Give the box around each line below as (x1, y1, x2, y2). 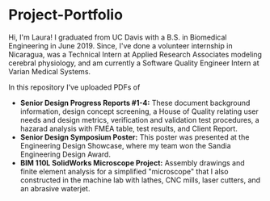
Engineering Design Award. (19, 149, 112, 159)
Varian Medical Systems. (8, 66, 91, 76)
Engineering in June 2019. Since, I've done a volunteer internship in (8, 40, 233, 50)
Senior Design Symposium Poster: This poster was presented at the (19, 132, 250, 142)
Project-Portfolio (8, 6, 124, 24)
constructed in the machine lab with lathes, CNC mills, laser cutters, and (19, 175, 261, 185)
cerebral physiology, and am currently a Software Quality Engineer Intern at (8, 58, 260, 68)
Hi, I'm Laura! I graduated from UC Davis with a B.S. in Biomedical (8, 32, 227, 42)
